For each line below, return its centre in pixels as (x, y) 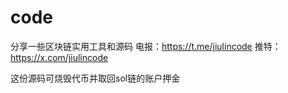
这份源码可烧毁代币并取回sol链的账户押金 (95, 78)
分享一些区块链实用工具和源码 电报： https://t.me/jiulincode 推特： (146, 46)
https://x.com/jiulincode (59, 57)
